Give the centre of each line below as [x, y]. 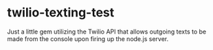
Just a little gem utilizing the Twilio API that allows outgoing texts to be [107, 32]
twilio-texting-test [61, 13]
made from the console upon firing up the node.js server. [88, 38]
